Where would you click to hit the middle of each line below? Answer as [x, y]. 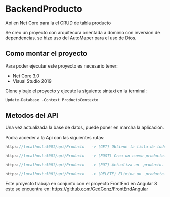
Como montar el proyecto [46, 54]
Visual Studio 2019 [32, 81]
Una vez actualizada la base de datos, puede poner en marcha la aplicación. [85, 128]
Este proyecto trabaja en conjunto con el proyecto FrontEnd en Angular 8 [81, 183]
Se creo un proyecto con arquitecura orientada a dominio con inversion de [83, 32]
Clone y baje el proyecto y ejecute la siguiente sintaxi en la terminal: [76, 91]
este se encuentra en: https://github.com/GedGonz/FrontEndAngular [77, 189]
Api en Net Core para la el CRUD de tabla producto [58, 23]
